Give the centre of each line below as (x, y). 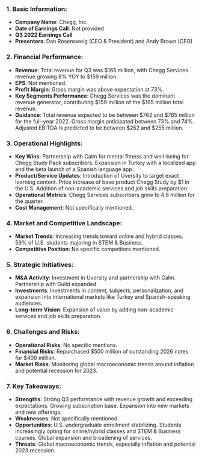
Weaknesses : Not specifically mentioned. (67, 419)
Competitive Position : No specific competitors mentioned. (87, 249)
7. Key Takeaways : (34, 386)
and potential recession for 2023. (56, 370)
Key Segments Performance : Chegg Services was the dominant (95, 96)
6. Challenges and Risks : (43, 332)
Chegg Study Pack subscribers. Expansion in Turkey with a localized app (106, 163)
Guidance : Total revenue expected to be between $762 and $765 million (105, 115)
